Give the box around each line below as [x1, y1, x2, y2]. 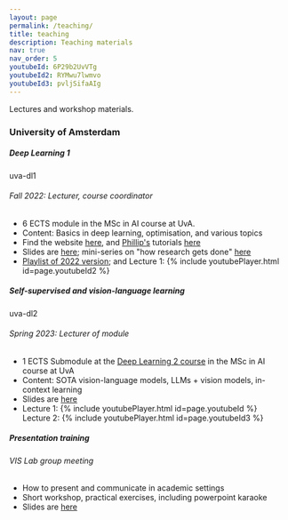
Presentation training [9, 433, 91, 444]
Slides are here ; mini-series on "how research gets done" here [21, 246, 252, 257]
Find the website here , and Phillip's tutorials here [21, 236, 202, 247]
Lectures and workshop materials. [9, 103, 134, 114]
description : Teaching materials [9, 37, 133, 47]
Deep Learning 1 [9, 148, 71, 158]
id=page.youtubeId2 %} [21, 265, 110, 276]
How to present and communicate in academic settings [21, 483, 225, 493]
